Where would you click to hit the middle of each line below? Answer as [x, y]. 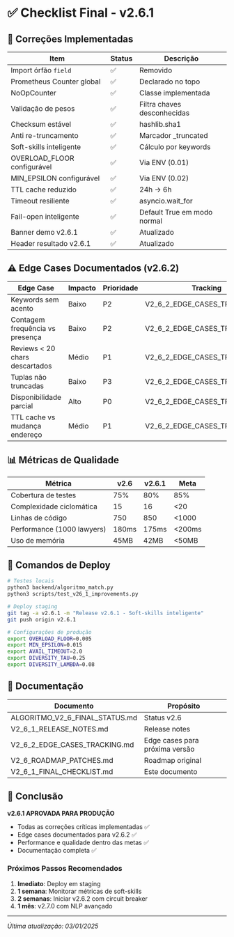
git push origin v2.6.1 [42, 619]
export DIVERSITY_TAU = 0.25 [46, 658]
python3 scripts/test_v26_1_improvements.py [73, 594]
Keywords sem [35, 300]
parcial [22, 405]
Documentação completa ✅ [57, 850]
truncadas [27, 386]
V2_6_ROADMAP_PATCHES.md [62, 760]
